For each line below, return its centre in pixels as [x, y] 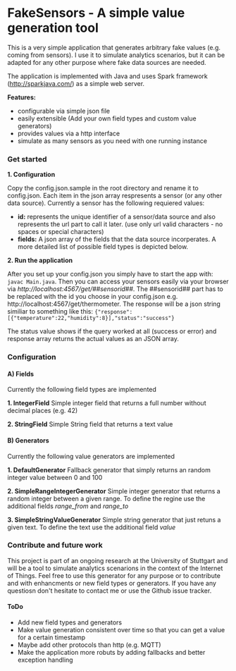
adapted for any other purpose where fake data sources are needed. [107, 62]
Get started [27, 159]
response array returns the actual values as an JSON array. [93, 339]
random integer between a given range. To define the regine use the [106, 498]
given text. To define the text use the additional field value [92, 527]
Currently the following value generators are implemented [91, 456]
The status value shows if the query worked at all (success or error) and [112, 331]
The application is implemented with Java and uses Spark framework [107, 76]
